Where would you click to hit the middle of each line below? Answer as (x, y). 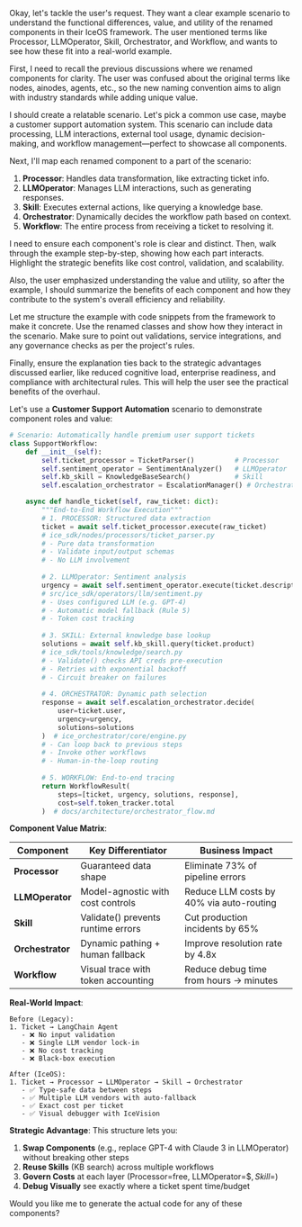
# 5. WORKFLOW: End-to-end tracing (108, 778)
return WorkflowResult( (86, 786)
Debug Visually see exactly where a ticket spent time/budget (136, 1186)
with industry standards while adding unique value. (104, 97)
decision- (248, 134)
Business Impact (236, 851)
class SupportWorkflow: (54, 443)
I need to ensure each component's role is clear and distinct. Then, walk (143, 244)
